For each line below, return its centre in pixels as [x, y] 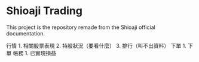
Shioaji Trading [44, 11]
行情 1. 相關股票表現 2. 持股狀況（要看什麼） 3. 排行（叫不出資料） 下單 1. [96, 45]
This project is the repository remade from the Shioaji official [81, 27]
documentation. [26, 33]
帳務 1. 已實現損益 [35, 53]
